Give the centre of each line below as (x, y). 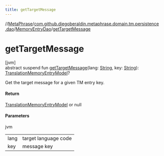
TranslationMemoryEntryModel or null (43, 104)
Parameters (17, 116)
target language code (47, 138)
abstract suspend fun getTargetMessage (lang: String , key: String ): (72, 67)
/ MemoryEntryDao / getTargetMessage (52, 29)
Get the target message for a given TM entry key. (55, 82)
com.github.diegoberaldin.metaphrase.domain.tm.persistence (96, 24)
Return (12, 94)
